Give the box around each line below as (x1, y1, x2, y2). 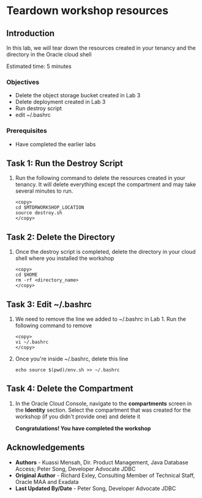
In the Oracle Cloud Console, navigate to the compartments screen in (15, 400, 192, 407)
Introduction (6, 28, 55, 39)
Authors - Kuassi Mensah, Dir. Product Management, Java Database (15, 458, 189, 466)
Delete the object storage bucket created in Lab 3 (15, 92, 141, 99)
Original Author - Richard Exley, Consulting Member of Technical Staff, (15, 472, 195, 479)
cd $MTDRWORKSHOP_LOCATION (15, 204, 84, 211)
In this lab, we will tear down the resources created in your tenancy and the (6, 44, 196, 51)
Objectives (6, 78, 40, 86)
